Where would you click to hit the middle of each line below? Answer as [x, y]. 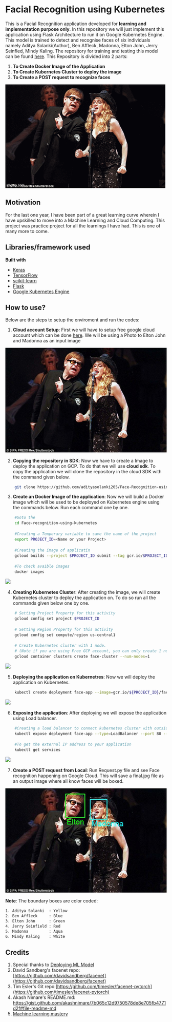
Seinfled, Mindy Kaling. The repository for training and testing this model [82, 51]
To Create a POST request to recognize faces [61, 77]
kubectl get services [37, 750]
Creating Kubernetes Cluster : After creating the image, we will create [87, 592]
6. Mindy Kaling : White [35, 937]
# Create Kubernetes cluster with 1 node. [60, 646]
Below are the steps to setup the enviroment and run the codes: [72, 320]
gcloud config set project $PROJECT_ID [57, 619]
